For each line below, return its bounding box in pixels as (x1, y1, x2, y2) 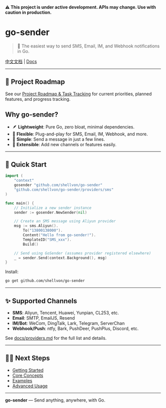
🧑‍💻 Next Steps (5, 354, 50, 363)
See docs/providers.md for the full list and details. (5, 335, 107, 341)
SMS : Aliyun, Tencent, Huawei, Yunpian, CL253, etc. (12, 310, 120, 316)
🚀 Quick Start (5, 160, 47, 168)
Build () (23, 242, 39, 246)
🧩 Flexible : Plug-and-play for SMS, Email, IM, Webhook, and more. (12, 131, 148, 137)
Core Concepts (12, 372, 43, 378)
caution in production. (5, 9, 52, 15)
